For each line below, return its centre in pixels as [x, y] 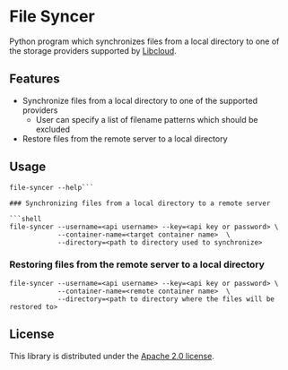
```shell [26, 219]
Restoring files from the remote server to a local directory [137, 264]
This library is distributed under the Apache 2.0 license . [112, 356]
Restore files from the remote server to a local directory [125, 138]
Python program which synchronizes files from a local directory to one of [144, 41]
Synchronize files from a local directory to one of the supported [140, 100]
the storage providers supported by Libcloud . [93, 50]
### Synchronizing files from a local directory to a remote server [140, 203]
